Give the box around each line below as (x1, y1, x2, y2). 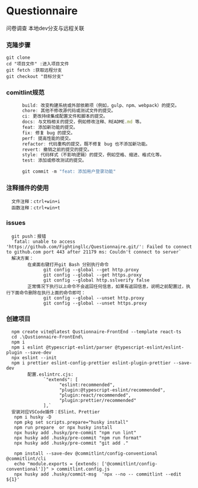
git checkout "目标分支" (6, 74, 64, 80)
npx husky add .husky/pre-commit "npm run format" (14, 435, 142, 441)
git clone (6, 55, 31, 61)
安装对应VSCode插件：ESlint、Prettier (11, 408, 100, 415)
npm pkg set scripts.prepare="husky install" (14, 419, 129, 425)
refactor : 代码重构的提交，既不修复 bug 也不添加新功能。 (21, 141, 151, 147)
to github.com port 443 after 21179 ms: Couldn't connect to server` (6, 249, 182, 255)
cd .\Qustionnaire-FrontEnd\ (11, 334, 84, 340)
